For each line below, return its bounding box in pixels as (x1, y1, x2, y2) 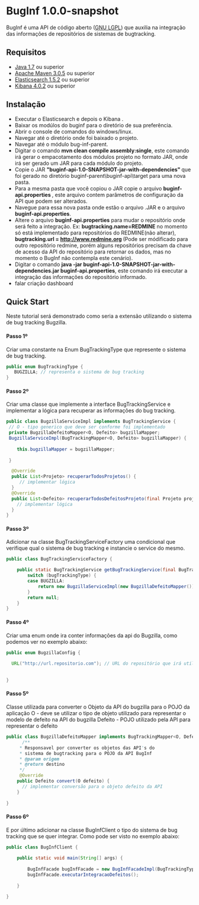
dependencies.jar (14, 267, 60, 274)
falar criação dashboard (14, 280, 73, 287)
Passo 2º (6, 387, 29, 394)
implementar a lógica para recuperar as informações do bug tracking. (6, 407, 176, 414)
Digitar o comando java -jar (14, 261, 82, 268)
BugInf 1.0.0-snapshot (6, 4, 119, 18)
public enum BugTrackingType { (6, 364, 84, 369)
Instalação (6, 99, 46, 109)
